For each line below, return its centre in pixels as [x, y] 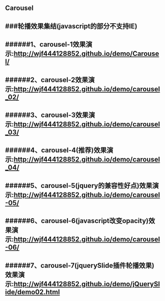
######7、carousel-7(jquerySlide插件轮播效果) [80, 265]
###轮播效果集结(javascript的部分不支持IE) [71, 26]
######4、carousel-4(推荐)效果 [56, 150]
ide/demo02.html [33, 292]
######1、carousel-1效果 [46, 45]
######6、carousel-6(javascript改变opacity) [77, 221]
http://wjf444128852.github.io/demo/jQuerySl [87, 284]
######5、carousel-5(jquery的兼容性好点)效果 [79, 185]
